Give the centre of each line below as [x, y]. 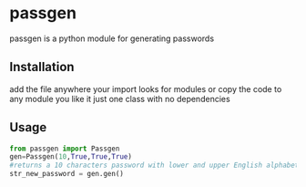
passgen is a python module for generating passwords [112, 38]
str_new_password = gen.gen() [67, 174]
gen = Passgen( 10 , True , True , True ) [71, 157]
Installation [42, 67]
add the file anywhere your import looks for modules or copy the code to [146, 88]
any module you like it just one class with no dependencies [120, 99]
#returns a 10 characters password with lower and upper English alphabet [154, 166]
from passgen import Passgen [65, 149]
